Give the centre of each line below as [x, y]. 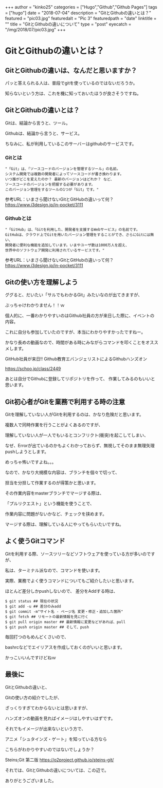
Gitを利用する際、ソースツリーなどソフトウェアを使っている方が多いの [76, 554]
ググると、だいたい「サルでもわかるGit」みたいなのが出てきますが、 [74, 295]
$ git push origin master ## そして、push [47, 627]
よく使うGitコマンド [35, 541]
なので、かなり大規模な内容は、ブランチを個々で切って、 [63, 473]
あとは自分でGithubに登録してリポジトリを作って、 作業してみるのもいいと [80, 379]
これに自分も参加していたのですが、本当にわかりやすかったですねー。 [75, 332]
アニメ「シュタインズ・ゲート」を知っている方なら [56, 739]
